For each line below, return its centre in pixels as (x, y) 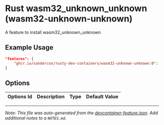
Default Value (102, 97)
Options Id (20, 97)
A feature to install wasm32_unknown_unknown (53, 32)
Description (51, 97)
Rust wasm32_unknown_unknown (76, 9)
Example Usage (29, 47)
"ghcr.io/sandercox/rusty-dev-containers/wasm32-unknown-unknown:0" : (86, 63)
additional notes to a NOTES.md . (36, 118)
